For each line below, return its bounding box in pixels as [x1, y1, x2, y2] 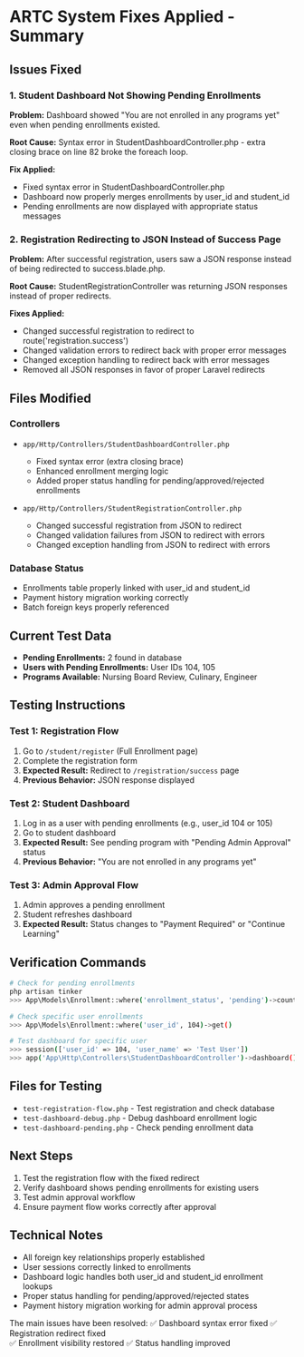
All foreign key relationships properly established [22, 1252, 205, 1263]
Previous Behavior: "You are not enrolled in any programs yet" [22, 855, 257, 867]
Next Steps [9, 1148, 73, 1164]
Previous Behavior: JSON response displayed [22, 774, 195, 786]
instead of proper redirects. [9, 290, 111, 301]
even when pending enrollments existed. [9, 119, 161, 130]
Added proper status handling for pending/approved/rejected [35, 474, 265, 486]
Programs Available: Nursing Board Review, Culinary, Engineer [22, 671, 258, 682]
